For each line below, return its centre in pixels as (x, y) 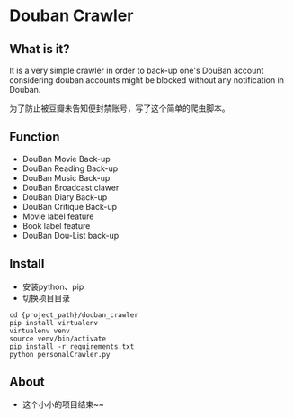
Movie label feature (58, 216)
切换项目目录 (46, 297)
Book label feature (56, 225)
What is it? (40, 49)
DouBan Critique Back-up (70, 206)
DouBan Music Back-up (66, 177)
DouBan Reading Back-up (70, 168)
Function (35, 137)
